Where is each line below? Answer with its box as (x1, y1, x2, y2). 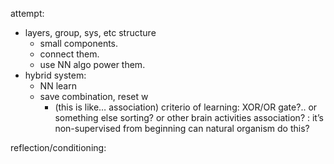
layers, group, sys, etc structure (24, 27, 157, 38)
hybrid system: (24, 69, 87, 81)
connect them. (39, 48, 100, 60)
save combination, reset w (39, 91, 149, 102)
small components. (39, 38, 119, 49)
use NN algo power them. (39, 59, 146, 70)
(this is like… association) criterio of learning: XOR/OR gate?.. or (54, 101, 318, 113)
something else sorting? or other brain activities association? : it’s (54, 112, 324, 123)
